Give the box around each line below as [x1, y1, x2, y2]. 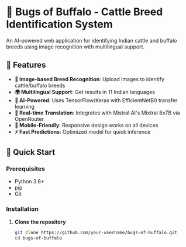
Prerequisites [6, 165, 45, 173]
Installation [6, 205, 39, 213]
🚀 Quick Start [6, 147, 56, 157]
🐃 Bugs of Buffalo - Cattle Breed [6, 5, 163, 19]
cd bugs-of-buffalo [14, 235, 63, 241]
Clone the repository [14, 218, 66, 225]
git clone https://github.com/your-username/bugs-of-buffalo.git [14, 229, 177, 235]
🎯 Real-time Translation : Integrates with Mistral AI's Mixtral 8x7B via [14, 109, 180, 116]
